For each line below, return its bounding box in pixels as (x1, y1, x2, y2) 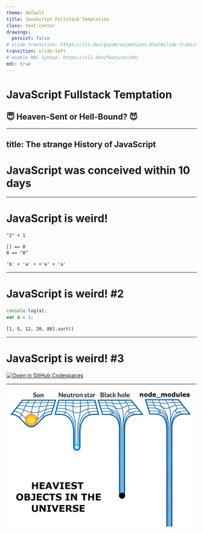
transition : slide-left (6, 48, 66, 55)
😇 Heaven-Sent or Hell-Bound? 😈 (6, 112, 138, 122)
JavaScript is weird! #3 (6, 351, 124, 365)
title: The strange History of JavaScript (6, 139, 156, 150)
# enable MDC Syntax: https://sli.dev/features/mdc (6, 55, 139, 61)
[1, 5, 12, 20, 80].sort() (6, 326, 74, 332)
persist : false (11, 35, 50, 42)
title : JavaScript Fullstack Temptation (6, 16, 110, 22)
